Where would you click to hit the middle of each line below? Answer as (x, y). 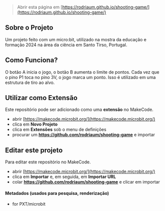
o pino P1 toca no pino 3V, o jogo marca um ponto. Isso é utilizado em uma (81, 77)
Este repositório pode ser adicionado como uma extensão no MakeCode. (79, 109)
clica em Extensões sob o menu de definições (59, 130)
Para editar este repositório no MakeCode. (48, 162)
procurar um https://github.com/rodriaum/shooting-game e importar (83, 135)
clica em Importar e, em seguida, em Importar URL (64, 177)
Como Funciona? (31, 60)
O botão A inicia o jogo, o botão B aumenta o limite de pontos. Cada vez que (82, 72)
